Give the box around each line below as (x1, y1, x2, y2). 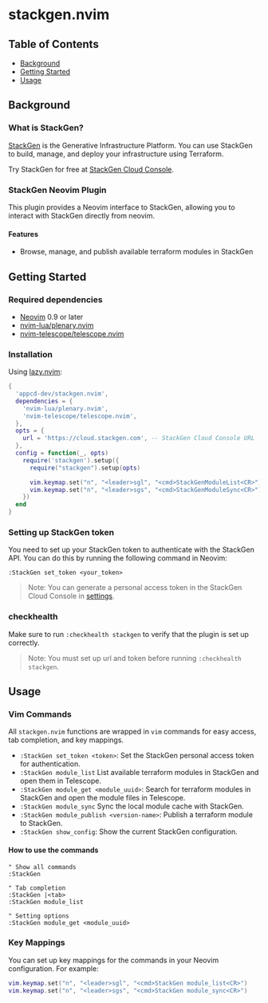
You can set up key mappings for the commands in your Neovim (8, 955, 219, 965)
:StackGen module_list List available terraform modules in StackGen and (19, 768, 259, 777)
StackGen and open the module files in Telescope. (19, 793, 186, 803)
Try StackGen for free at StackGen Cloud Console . (8, 164, 174, 174)
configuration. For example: (8, 963, 99, 973)
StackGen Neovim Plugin (8, 184, 107, 195)
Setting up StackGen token (8, 526, 114, 537)
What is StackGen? (8, 122, 84, 133)
